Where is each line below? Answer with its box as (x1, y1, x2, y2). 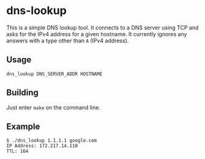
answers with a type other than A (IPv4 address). (6, 37, 129, 44)
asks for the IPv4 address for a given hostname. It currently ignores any (6, 30, 187, 37)
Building (6, 87, 39, 98)
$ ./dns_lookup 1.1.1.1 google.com (6, 138, 97, 144)
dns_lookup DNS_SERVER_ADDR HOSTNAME (6, 71, 103, 77)
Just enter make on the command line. (6, 103, 101, 111)
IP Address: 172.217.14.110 (6, 143, 78, 149)
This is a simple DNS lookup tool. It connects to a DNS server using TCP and (6, 24, 199, 31)
